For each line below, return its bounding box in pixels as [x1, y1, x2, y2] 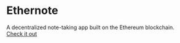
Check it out [6, 30, 37, 37]
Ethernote [6, 4, 58, 18]
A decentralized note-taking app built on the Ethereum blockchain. [6, 24, 175, 31]
